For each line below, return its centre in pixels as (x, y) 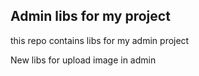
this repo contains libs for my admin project (100, 40)
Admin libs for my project (90, 16)
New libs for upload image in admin (83, 60)
